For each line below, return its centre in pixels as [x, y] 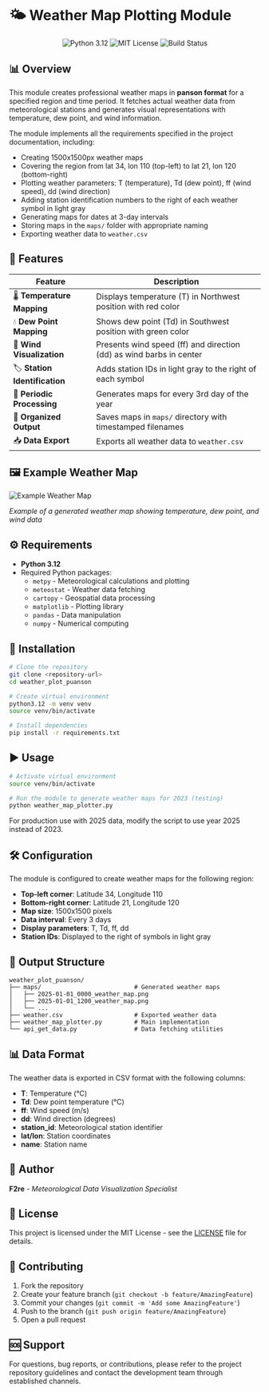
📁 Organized [37, 416]
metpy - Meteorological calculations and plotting [111, 581]
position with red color [138, 307]
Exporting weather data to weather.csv [84, 233]
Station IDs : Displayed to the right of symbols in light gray [116, 937]
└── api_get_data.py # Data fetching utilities [117, 1029]
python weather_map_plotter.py [61, 805]
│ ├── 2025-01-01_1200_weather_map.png [79, 1001]
